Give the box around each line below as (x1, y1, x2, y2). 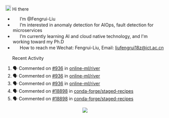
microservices (12, 27, 43, 33)
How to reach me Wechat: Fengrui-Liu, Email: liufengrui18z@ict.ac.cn (19, 45, 164, 51)
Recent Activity (12, 55, 44, 61)
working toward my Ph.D (12, 38, 64, 45)
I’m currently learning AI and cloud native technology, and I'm (19, 33, 148, 39)
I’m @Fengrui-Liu (19, 16, 56, 22)
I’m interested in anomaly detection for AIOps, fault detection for (19, 22, 154, 28)
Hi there (12, 6, 29, 12)
